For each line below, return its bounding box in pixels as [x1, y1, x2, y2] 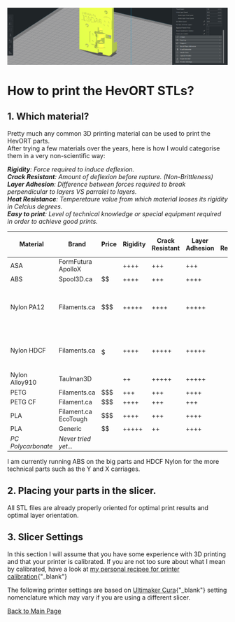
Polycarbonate [10, 441, 53, 450]
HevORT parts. [7, 136, 50, 145]
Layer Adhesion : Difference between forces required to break [7, 180, 186, 188]
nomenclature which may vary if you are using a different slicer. [7, 593, 191, 602]
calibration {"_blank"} [7, 572, 68, 581]
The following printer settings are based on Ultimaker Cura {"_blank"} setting [7, 586, 227, 594]
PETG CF [10, 397, 36, 406]
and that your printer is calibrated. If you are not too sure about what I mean [7, 557, 226, 565]
